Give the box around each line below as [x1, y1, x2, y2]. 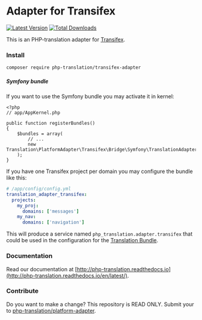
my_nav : [17, 214, 36, 220]
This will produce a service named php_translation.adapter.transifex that [6, 230, 193, 237]
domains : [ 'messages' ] [22, 208, 79, 215]
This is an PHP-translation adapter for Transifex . [6, 36, 125, 43]
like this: [6, 174, 27, 181]
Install [6, 51, 25, 59]
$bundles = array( [17, 131, 63, 137]
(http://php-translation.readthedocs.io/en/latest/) [6, 272, 128, 279]
